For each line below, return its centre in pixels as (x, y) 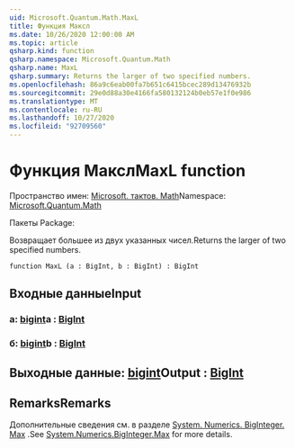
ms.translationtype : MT (54, 101)
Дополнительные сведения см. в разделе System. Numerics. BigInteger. (147, 425)
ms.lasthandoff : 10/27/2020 (62, 118)
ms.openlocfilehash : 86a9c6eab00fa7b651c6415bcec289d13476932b (130, 85)
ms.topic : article (44, 43)
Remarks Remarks (60, 403)
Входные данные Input (76, 294)
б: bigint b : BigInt (47, 344)
